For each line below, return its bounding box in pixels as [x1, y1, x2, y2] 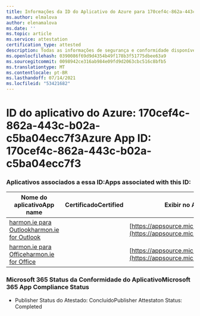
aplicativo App [14, 201, 55, 209]
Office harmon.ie [9, 251, 55, 259]
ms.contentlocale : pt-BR [6, 70, 68, 76]
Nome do [20, 193, 48, 202]
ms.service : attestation [6, 36, 68, 42]
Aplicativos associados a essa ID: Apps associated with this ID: [6, 178, 192, 186]
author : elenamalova [6, 20, 58, 26]
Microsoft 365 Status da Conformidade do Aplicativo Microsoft [6, 276, 190, 284]
